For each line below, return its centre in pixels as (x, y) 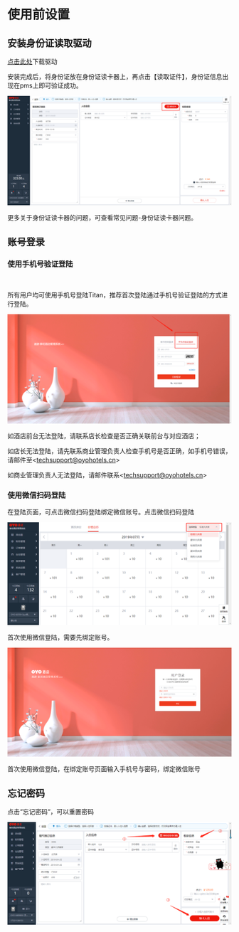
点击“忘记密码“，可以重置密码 (51, 812)
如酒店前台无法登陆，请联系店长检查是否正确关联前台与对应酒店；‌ (104, 435)
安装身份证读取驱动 (49, 43)
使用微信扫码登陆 (37, 495)
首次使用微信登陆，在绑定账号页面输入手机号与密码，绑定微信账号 (104, 768)
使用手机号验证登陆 (40, 264)
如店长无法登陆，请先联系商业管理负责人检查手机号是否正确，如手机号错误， (119, 451)
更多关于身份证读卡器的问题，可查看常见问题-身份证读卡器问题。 (102, 218)
